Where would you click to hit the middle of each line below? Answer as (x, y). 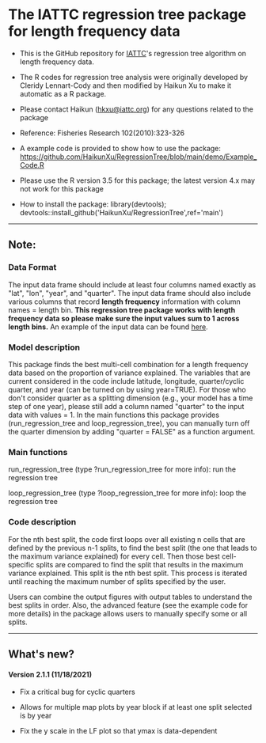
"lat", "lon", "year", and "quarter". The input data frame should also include (130, 293)
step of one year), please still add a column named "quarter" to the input (126, 406)
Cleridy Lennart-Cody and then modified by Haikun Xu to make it (125, 85)
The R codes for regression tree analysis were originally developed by (133, 77)
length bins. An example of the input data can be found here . (108, 327)
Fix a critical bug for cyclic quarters (78, 692)
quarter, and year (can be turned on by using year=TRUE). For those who (127, 389)
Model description (44, 347)
